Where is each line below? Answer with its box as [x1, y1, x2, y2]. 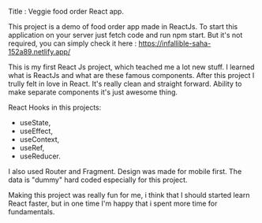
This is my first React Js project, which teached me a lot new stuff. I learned [8, 62, 255, 72]
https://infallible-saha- [138, 39, 211, 48]
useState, [19, 118, 51, 127]
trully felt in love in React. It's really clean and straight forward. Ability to [8, 79, 242, 88]
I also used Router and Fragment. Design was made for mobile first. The [8, 167, 242, 176]
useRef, [19, 143, 45, 152]
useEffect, [19, 126, 54, 136]
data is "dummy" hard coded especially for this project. [8, 175, 188, 184]
